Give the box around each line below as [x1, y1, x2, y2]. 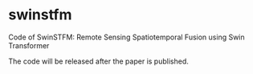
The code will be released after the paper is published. [8, 56, 189, 66]
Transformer [8, 40, 50, 50]
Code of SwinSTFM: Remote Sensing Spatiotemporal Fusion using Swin [8, 32, 245, 42]
